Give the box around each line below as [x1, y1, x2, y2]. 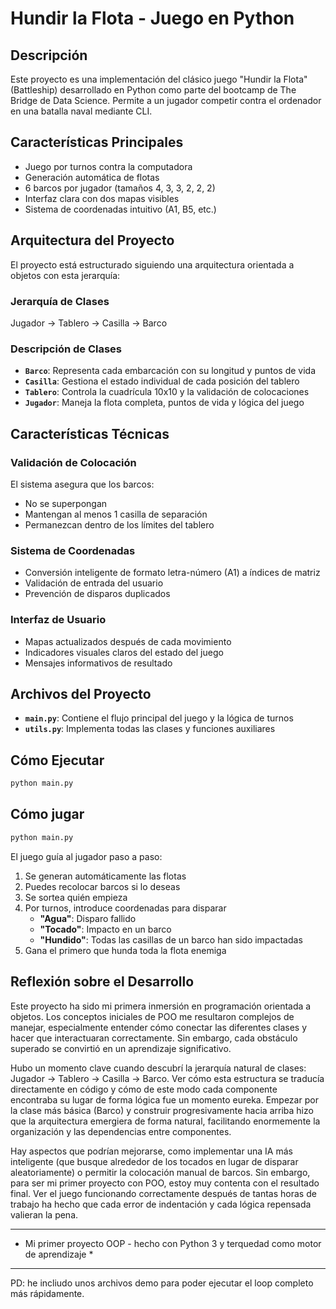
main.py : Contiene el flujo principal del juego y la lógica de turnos [24, 712, 294, 724]
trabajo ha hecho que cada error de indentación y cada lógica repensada [10, 1198, 312, 1210]
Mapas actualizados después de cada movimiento [24, 635, 232, 647]
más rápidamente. [10, 1287, 85, 1299]
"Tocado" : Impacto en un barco [39, 923, 172, 935]
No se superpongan [24, 497, 108, 509]
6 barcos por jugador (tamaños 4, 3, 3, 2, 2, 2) [24, 182, 216, 194]
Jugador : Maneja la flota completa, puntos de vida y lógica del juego [24, 397, 305, 409]
